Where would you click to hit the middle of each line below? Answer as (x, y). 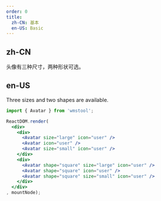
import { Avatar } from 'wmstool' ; (50, 111)
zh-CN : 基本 (25, 22)
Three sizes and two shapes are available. (57, 100)
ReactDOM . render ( (28, 121)
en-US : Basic (28, 28)
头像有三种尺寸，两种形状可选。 (45, 67)
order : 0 (17, 11)
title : (14, 17)
